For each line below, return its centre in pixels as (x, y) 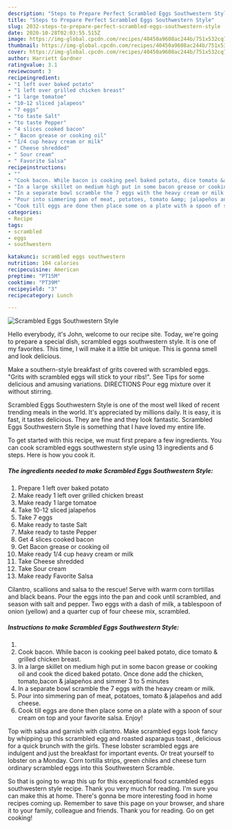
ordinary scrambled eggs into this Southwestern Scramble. (91, 768)
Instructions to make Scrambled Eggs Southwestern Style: (94, 627)
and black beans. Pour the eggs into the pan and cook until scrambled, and (114, 597)
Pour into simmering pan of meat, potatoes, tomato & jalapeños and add (120, 696)
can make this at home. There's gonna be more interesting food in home (110, 796)
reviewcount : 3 (30, 71)
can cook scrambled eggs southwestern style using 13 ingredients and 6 (111, 448)
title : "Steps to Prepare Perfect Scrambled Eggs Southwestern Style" (111, 20)
